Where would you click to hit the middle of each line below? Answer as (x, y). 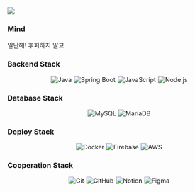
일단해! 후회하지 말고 (36, 45)
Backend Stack (34, 64)
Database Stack (35, 98)
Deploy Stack (31, 132)
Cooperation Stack (40, 166)
